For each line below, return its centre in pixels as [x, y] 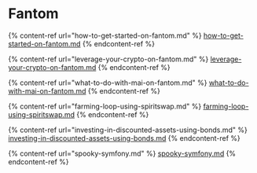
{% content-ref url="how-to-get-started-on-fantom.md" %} [105, 35]
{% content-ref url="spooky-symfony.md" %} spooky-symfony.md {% [122, 153]
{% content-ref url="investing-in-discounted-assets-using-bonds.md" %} [128, 130]
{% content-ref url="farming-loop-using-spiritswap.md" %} [105, 106]
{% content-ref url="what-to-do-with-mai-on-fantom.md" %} [108, 83]
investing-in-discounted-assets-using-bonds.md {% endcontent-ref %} [125, 138]
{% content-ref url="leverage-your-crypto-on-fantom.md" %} [108, 59]
